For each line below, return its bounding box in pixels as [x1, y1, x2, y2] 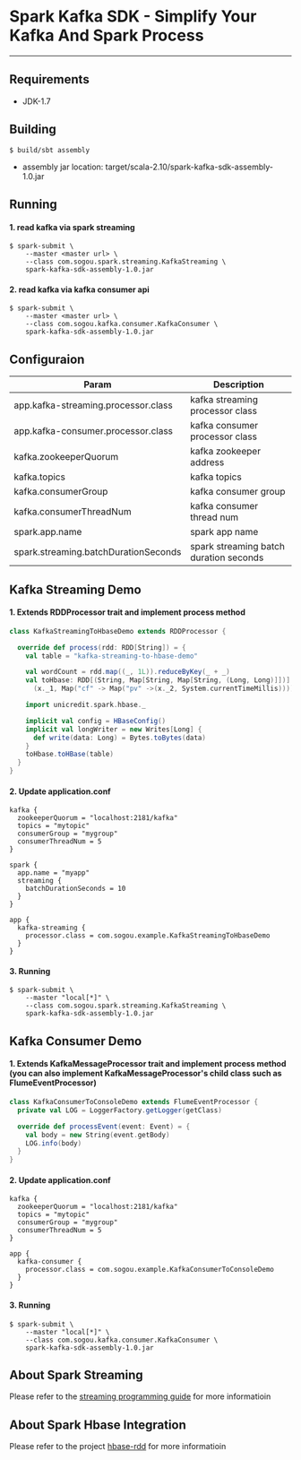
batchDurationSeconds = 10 [25, 885, 126, 894]
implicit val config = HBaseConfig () [25, 716, 167, 725]
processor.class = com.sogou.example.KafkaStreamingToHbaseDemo [25, 931, 271, 940]
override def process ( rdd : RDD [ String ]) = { [17, 643, 186, 652]
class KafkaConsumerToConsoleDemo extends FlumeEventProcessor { [9, 1098, 258, 1107]
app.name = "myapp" [17, 868, 90, 877]
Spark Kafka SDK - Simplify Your [9, 6, 257, 27]
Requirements [9, 72, 90, 87]
